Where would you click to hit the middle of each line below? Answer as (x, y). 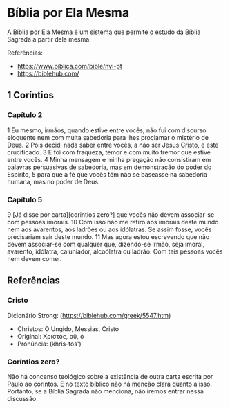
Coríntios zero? (33, 362)
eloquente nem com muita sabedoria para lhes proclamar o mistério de (108, 137)
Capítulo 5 (25, 199)
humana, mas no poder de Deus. (54, 181)
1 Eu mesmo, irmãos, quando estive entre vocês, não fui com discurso (107, 130)
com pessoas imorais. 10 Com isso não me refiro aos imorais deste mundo (113, 222)
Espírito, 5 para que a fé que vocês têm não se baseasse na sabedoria (107, 174)
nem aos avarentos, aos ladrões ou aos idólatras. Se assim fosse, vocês (109, 229)
